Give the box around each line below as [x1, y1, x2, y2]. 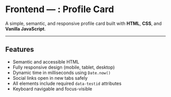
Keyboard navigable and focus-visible [12, 85, 93, 92]
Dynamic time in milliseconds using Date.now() [12, 70, 111, 76]
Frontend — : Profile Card [5, 4, 115, 15]
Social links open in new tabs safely [12, 75, 88, 81]
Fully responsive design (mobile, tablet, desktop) [12, 64, 115, 70]
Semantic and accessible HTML [12, 58, 80, 64]
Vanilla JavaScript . [5, 25, 46, 31]
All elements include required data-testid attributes [12, 80, 122, 86]
